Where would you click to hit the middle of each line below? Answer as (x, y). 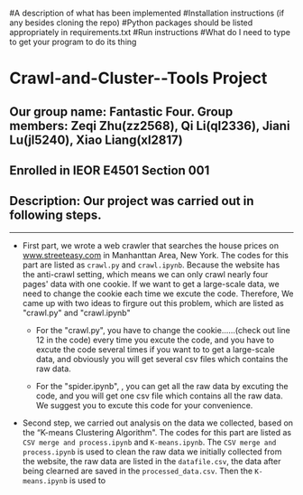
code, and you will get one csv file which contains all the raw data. (159, 396)
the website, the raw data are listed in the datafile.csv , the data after (151, 461)
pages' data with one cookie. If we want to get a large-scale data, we (151, 284)
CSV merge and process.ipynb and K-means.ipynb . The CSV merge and (149, 442)
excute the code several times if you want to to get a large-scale (155, 349)
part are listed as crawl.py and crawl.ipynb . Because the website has (151, 265)
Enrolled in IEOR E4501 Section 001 (110, 170)
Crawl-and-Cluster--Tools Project (138, 78)
